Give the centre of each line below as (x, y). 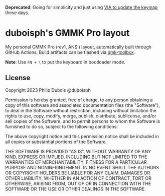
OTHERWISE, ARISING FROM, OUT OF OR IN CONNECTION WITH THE (78, 183)
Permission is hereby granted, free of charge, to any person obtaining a (79, 100)
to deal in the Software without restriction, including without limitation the (81, 110)
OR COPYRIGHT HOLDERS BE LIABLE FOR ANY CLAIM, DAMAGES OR (78, 173)
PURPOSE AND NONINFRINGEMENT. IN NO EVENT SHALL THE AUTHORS (82, 167)
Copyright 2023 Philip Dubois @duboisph (48, 90)
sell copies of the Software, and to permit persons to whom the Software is (83, 121)
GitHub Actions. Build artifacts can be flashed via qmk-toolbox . (70, 52)
